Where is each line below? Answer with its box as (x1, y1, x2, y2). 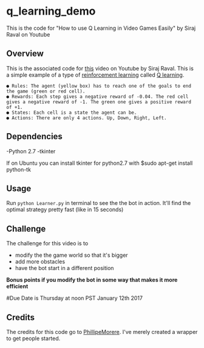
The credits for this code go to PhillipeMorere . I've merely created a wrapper (6, 329, 198, 335)
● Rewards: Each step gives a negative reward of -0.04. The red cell (6, 93, 189, 100)
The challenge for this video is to (6, 240, 89, 247)
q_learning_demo (6, 4, 96, 18)
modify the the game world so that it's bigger (15, 251, 129, 259)
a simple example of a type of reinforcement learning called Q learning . (6, 71, 185, 78)
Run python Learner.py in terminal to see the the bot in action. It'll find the (6, 200, 191, 207)
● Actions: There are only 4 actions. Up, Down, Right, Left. (6, 114, 167, 121)
